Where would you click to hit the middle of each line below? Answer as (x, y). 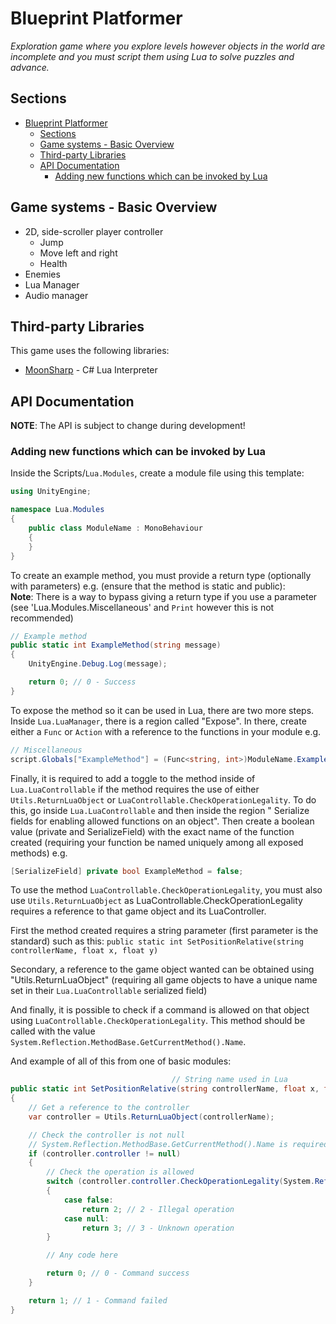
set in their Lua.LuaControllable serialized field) (109, 991)
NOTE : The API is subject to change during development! (128, 426)
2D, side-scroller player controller (94, 231)
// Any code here (82, 1255)
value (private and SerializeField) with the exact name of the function (152, 831)
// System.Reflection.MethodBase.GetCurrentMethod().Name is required (178, 1144)
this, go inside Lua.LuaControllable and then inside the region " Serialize (160, 810)
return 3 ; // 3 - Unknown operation (158, 1228)
